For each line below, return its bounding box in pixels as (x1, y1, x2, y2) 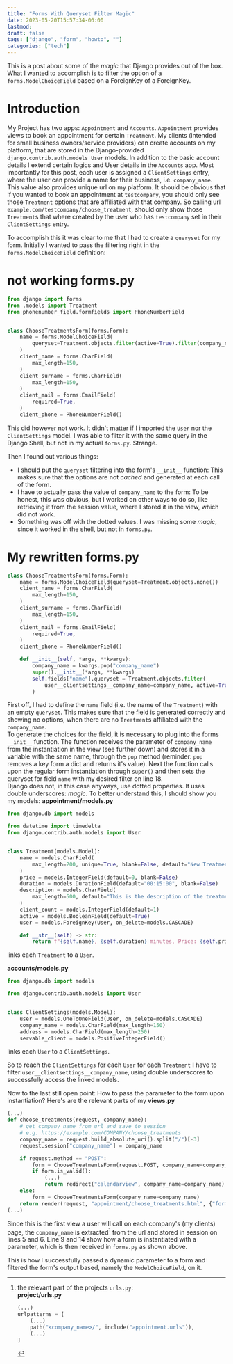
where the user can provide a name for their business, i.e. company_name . (7, 175, 213, 184)
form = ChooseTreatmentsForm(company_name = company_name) (32, 1193, 200, 1200)
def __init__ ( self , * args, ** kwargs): (19, 656, 132, 663)
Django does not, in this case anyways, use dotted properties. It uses (7, 782, 205, 791)
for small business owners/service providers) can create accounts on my (7, 138, 216, 147)
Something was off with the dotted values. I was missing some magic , (17, 517, 217, 525)
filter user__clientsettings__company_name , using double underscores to (7, 1068, 214, 1077)
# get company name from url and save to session (19, 1123, 166, 1130)
